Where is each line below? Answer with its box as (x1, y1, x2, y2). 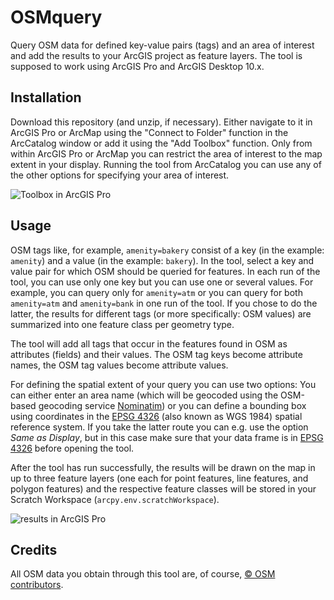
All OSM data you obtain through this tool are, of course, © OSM (10, 568, 276, 580)
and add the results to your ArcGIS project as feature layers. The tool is (10, 49, 303, 61)
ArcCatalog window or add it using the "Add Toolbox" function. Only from (10, 137, 313, 149)
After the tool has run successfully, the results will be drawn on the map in (10, 461, 316, 473)
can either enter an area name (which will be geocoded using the (10, 389, 279, 401)
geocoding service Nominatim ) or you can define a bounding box (38, 399, 307, 411)
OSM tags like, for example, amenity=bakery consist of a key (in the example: (10, 244, 325, 256)
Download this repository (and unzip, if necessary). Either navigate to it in (10, 116, 313, 128)
